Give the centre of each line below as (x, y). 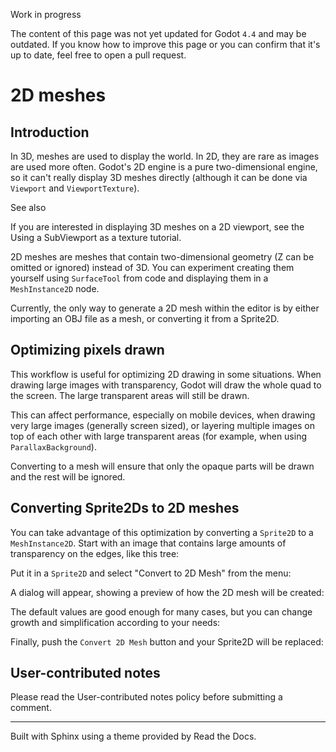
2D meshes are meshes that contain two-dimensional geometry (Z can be (162, 257)
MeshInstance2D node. (55, 288)
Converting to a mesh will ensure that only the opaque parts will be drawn (162, 466)
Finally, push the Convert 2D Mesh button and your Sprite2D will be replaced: (167, 641)
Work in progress (46, 14)
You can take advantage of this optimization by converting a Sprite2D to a (162, 532)
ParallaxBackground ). (53, 446)
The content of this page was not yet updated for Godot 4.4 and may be (158, 33)
